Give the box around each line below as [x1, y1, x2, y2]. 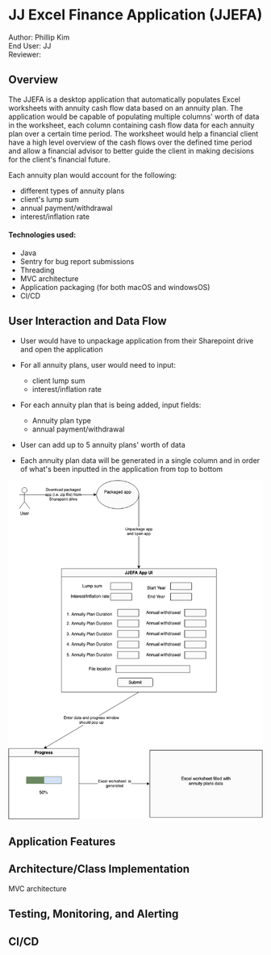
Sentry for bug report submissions [19, 256, 135, 266]
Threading [19, 265, 55, 275]
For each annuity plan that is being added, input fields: [19, 400, 202, 410]
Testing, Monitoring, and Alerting [8, 907, 179, 921]
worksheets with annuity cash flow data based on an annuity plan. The [8, 103, 244, 112]
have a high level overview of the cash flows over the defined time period [8, 137, 252, 147]
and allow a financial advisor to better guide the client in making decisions [8, 145, 254, 155]
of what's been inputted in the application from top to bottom [19, 464, 223, 473]
